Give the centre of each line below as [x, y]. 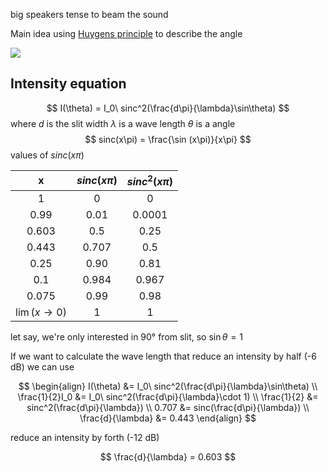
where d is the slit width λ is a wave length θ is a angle [123, 123]
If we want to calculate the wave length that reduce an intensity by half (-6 [163, 356]
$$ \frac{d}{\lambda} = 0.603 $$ [168, 457]
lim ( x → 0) [41, 312]
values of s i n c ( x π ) [47, 155]
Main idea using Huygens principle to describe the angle [126, 33]
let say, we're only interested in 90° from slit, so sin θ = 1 [126, 337]
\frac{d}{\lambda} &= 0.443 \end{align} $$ [168, 418]
